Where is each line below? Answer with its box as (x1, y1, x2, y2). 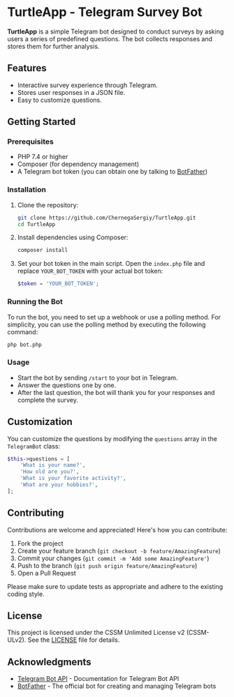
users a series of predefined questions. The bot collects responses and (7, 34, 213, 43)
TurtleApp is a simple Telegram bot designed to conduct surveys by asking (7, 27, 224, 36)
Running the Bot (7, 297, 63, 307)
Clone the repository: (17, 200, 79, 209)
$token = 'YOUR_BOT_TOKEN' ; (17, 280, 99, 287)
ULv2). (7, 636, 27, 644)
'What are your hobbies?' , (20, 481, 98, 488)
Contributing (7, 507, 64, 519)
